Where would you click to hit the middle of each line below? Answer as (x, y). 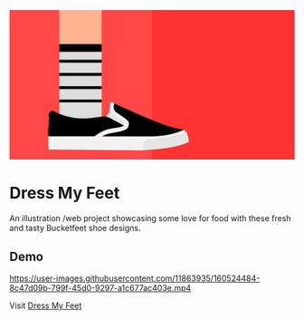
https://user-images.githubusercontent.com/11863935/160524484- (135, 278)
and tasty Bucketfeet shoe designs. (75, 228)
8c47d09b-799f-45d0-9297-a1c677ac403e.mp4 (100, 288)
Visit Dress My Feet (46, 305)
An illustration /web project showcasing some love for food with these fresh (150, 218)
